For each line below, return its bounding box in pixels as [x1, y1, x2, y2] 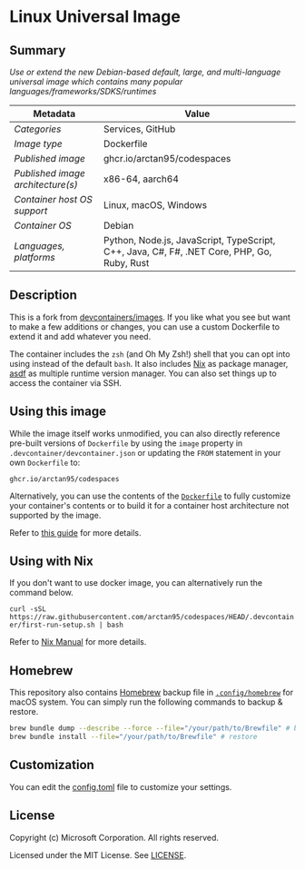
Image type [14, 138, 64, 150]
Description [9, 288, 77, 303]
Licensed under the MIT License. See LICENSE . [9, 849, 187, 860]
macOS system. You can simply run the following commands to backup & [9, 696, 283, 707]
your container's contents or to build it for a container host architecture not [9, 499, 290, 510]
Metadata [33, 107, 75, 120]
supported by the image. [9, 509, 102, 520]
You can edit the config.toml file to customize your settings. [9, 781, 232, 792]
